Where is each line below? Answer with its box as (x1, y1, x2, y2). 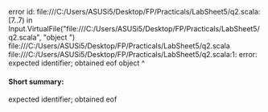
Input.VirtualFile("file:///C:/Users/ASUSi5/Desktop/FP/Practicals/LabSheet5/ (8, 24, 260, 33)
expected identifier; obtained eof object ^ (8, 58, 145, 68)
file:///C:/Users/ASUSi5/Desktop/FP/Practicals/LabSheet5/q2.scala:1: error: (8, 50, 258, 59)
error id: (8, 7, 35, 16)
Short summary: (8, 77, 64, 86)
